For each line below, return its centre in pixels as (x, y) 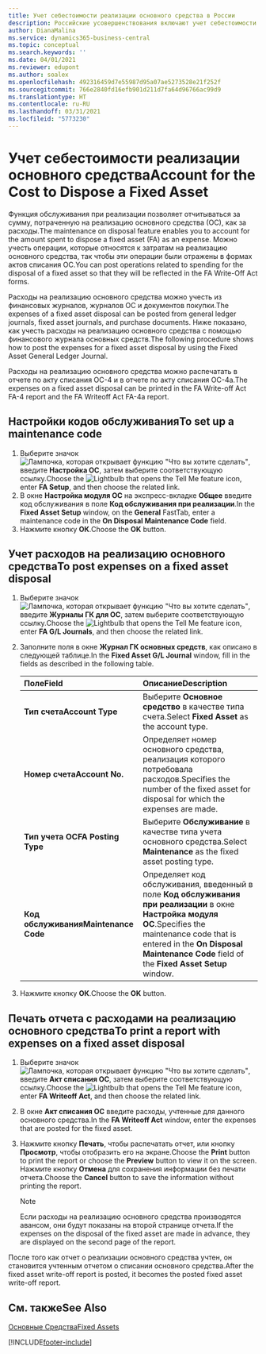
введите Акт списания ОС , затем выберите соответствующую (126, 1079)
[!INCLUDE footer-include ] (50, 1342)
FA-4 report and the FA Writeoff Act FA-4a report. (89, 396)
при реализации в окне (188, 905)
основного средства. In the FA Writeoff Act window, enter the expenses (138, 1120)
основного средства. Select (195, 842)
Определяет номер (179, 739)
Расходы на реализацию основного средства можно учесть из (115, 297)
